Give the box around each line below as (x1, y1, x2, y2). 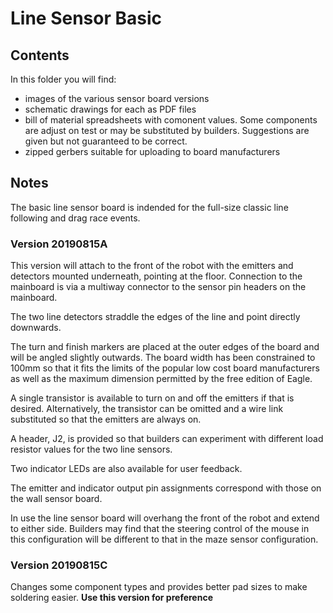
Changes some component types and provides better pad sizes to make (10, 581, 308, 593)
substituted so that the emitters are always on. (10, 413, 202, 426)
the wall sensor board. (10, 493, 103, 505)
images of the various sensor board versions (24, 93, 210, 104)
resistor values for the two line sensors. (10, 443, 173, 456)
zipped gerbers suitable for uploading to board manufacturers (24, 146, 281, 157)
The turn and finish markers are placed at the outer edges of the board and (10, 341, 320, 353)
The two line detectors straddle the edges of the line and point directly (10, 311, 301, 323)
